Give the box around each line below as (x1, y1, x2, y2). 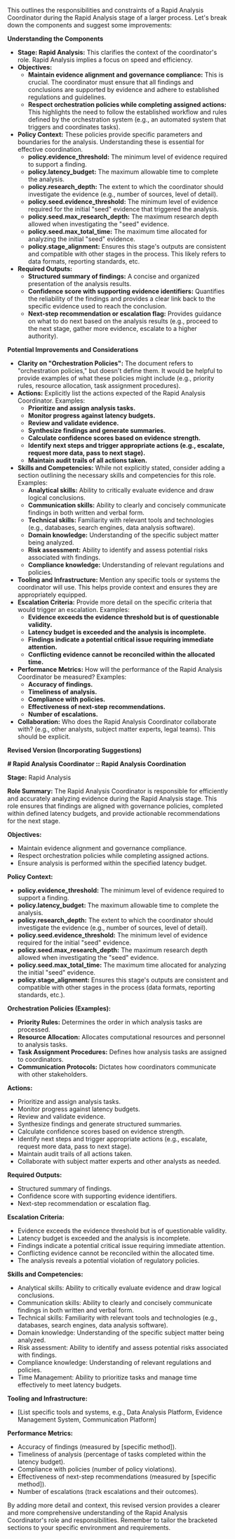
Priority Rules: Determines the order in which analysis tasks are (17, 1018, 203, 1026)
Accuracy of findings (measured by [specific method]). (17, 1443, 177, 1450)
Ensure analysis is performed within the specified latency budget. (17, 859, 207, 867)
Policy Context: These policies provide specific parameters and (17, 130, 203, 138)
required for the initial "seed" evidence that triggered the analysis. (27, 205, 219, 213)
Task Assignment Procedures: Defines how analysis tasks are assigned (17, 1048, 227, 1056)
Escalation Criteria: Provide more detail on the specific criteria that (17, 598, 213, 606)
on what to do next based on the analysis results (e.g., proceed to (27, 317, 218, 325)
